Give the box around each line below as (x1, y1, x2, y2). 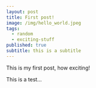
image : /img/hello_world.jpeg (6, 20, 82, 26)
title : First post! (6, 14, 55, 20)
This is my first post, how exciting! (6, 64, 91, 71)
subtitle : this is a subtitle (6, 48, 82, 54)
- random (11, 31, 33, 37)
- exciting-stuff (11, 37, 55, 43)
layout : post (6, 8, 39, 15)
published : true (6, 43, 47, 48)
